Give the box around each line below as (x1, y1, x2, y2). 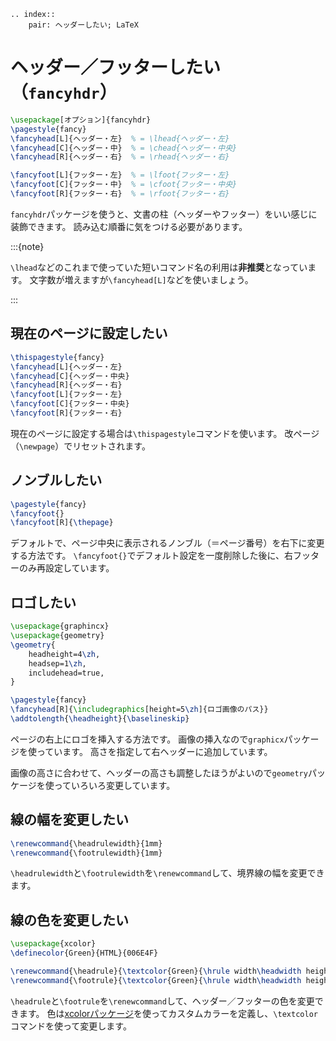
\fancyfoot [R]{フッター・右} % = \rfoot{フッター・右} (10, 189, 230, 199)
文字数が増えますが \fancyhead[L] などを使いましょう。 (29, 273, 254, 285)
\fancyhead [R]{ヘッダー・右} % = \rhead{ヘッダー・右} (10, 152, 230, 162)
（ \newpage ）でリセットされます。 (10, 440, 151, 452)
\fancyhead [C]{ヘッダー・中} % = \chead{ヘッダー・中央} (10, 143, 238, 153)
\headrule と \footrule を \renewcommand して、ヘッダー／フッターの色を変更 (10, 995, 315, 1007)
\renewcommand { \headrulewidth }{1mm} (10, 838, 163, 849)
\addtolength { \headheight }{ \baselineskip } (10, 714, 190, 724)
